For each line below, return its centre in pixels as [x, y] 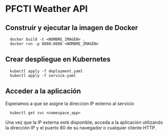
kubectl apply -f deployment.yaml [46, 71]
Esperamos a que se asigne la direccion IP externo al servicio [70, 103]
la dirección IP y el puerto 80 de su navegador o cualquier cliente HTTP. [81, 127]
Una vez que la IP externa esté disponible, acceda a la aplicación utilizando [84, 122]
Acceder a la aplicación [43, 91]
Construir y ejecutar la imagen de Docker [72, 28]
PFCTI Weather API [47, 9]
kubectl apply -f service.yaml [43, 75]
